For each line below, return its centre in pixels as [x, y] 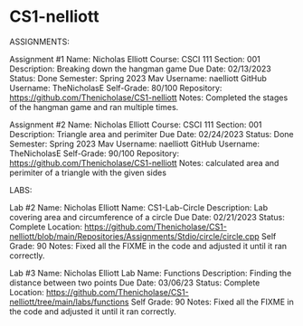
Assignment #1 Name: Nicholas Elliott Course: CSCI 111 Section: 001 [135, 59]
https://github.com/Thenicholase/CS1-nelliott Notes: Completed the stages [149, 98]
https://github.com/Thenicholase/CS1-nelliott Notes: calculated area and [144, 163]
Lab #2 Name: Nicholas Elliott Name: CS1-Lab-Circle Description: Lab [139, 207]
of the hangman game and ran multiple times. [94, 107]
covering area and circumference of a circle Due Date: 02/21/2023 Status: [147, 217]
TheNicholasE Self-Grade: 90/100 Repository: [94, 153]
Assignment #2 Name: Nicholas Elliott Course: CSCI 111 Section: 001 [136, 125]
